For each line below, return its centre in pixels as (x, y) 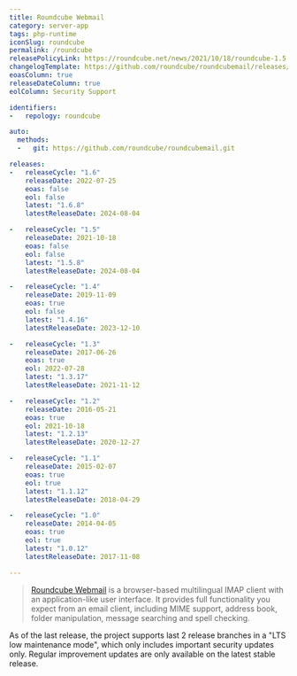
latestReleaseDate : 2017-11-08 (83, 556)
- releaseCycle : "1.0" (55, 516)
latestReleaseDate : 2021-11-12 (83, 385)
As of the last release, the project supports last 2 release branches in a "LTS (148, 635)
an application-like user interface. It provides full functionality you (151, 599)
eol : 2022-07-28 (55, 369)
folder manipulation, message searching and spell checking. (140, 618)
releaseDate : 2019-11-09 (71, 295)
